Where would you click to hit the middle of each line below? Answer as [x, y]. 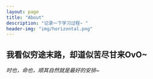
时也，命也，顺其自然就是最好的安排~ [53, 71]
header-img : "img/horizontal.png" [50, 29]
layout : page [23, 12]
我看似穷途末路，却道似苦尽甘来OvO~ [77, 55]
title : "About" [25, 17]
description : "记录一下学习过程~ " [47, 23]
